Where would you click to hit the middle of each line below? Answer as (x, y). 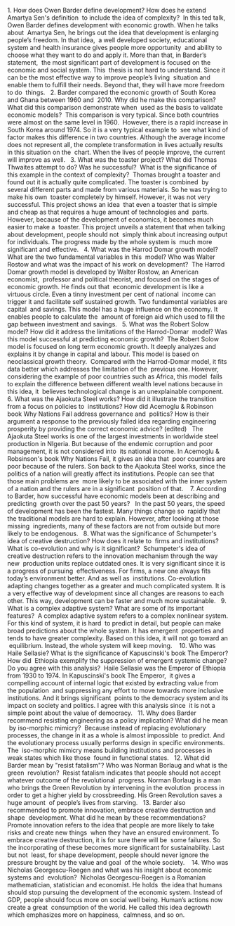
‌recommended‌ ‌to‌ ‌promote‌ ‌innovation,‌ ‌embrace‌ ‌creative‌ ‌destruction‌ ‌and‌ (112, 810)
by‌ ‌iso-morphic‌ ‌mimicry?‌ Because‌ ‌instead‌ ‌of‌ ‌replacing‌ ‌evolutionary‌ (108, 728)
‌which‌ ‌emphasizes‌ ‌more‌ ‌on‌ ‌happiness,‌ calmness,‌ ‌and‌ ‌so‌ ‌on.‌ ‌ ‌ (101, 915)
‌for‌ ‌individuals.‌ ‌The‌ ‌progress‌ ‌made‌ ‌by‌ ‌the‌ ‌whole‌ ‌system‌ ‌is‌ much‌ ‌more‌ (110, 242)
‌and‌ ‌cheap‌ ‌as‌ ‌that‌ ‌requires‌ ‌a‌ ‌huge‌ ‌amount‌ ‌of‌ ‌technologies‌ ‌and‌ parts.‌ (108, 212)
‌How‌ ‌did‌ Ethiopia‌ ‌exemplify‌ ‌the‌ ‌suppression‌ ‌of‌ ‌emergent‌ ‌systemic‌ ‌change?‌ (117, 660)
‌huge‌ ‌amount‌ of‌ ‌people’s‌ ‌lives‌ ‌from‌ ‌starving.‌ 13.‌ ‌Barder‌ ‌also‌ (96, 803)
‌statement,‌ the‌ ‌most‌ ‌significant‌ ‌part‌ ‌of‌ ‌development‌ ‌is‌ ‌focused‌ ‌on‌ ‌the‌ (109, 62)
